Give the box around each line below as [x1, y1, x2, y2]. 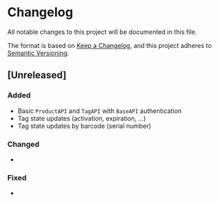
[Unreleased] [7, 69, 67, 81]
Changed [7, 139, 40, 149]
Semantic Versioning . [7, 49, 69, 57]
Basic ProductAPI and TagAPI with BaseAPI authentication [17, 107, 182, 115]
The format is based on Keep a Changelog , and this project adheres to [7, 41, 212, 49]
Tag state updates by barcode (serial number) [17, 121, 152, 130]
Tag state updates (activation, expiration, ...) [17, 114, 146, 122]
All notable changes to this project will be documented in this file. [7, 28, 198, 36]
